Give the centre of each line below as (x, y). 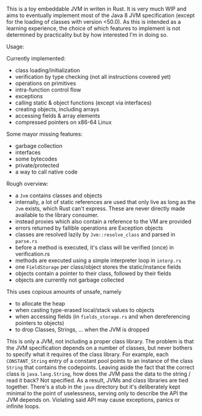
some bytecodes (36, 159)
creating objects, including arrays (57, 109)
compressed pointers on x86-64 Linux (63, 122)
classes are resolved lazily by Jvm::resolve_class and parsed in (95, 234)
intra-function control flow (48, 90)
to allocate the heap (40, 304)
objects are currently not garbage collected (70, 280)
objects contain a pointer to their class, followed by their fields (93, 273)
